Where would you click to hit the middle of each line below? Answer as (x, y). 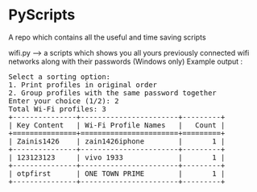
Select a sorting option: (60, 77)
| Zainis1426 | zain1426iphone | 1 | (117, 141)
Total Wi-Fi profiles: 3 (57, 109)
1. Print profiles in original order (83, 85)
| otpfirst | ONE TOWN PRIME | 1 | (117, 173)
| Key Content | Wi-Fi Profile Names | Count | (117, 125)
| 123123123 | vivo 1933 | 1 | (117, 157)
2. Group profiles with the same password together (113, 93)
